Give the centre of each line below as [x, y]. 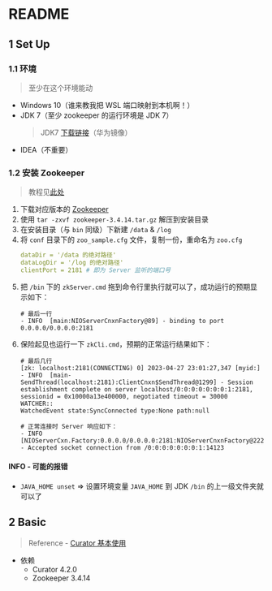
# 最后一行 [36, 313]
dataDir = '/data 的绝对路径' [68, 255]
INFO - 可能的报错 [38, 467]
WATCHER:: [37, 403]
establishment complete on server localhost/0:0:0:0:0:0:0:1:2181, [136, 389]
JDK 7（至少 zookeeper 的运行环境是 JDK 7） [97, 115]
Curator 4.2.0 [54, 569]
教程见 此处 [46, 192]
